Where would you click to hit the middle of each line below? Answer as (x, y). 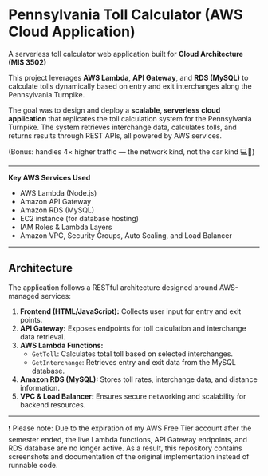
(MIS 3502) (28, 62)
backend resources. (53, 404)
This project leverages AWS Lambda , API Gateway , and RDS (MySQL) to (128, 77)
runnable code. (33, 465)
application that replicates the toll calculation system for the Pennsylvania (130, 118)
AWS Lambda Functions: (61, 345)
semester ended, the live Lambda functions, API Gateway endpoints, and (128, 439)
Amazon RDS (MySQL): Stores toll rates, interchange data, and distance (138, 379)
